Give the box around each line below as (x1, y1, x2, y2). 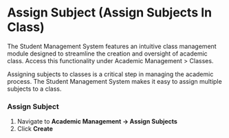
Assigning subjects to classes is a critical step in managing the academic (7, 70, 214, 78)
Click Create (17, 125, 54, 133)
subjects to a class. (7, 84, 62, 93)
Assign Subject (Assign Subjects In (7, 5, 212, 21)
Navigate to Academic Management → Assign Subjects (17, 117, 177, 126)
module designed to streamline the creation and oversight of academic (7, 49, 208, 58)
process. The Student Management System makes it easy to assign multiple (7, 77, 222, 85)
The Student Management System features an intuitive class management (7, 42, 217, 50)
